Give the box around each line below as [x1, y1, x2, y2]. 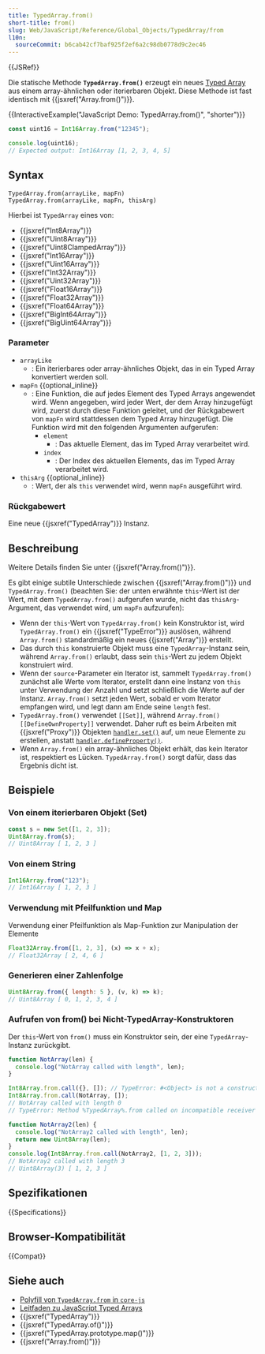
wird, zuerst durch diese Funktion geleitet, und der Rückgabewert [31, 406, 244, 415]
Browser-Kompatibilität [8, 1230, 126, 1244]
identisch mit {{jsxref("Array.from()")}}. [8, 95, 135, 104]
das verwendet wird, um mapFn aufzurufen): [43, 603, 185, 612]
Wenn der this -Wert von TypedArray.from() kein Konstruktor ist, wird [19, 618, 244, 627]
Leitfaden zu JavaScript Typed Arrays [19, 1304, 144, 1313]
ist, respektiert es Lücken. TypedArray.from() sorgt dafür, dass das [19, 752, 237, 761]
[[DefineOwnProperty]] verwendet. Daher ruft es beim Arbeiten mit [19, 719, 237, 728]
